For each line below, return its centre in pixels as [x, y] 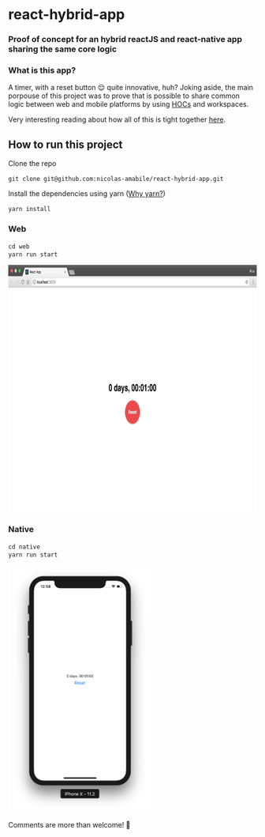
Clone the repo [32, 164]
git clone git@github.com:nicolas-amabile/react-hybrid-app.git [116, 179]
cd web [19, 247]
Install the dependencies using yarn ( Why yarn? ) [87, 194]
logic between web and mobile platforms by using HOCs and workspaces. [129, 104]
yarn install [30, 209]
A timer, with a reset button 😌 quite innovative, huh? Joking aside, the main [131, 88]
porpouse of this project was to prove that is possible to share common [124, 96]
